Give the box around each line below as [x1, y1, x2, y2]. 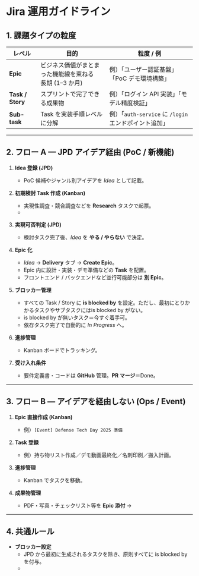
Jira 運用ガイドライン [6, 5, 111, 18]
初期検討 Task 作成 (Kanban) [14, 189, 86, 196]
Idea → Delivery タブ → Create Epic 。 [23, 259, 118, 266]
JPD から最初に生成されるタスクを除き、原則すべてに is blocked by [23, 550, 188, 558]
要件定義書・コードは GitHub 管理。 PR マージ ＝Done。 [23, 372, 159, 379]
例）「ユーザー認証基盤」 [109, 65, 178, 74]
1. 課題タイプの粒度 [6, 30, 76, 40]
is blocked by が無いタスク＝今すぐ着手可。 [23, 314, 130, 321]
